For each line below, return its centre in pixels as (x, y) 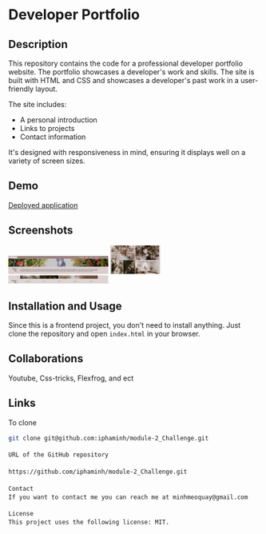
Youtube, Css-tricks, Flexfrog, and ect (71, 378)
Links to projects (47, 128)
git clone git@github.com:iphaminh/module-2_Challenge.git (109, 438)
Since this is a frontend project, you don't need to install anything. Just (125, 325)
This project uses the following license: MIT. (89, 522)
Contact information (53, 137)
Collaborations (46, 359)
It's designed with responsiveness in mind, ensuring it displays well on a (127, 152)
